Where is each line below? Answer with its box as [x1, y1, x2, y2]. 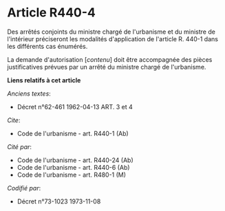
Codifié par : [7, 184, 41, 192]
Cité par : [7, 142, 32, 151]
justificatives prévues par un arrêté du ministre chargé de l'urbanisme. [7, 63, 206, 71]
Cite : [7, 115, 21, 124]
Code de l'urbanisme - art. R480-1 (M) [17, 170, 126, 179]
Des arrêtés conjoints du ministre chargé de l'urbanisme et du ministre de [7, 27, 215, 36]
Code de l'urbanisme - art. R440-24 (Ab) [17, 156, 134, 164]
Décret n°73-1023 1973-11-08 [17, 197, 101, 206]
